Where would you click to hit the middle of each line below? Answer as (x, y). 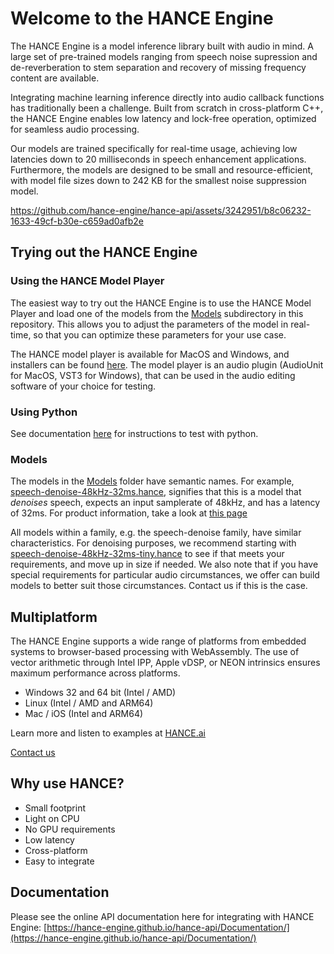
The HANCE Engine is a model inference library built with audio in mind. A (162, 46)
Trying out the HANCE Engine (104, 252)
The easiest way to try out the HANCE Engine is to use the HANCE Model (161, 303)
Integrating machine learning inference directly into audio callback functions (167, 97)
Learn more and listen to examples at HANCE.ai (108, 733)
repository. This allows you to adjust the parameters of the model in (149, 324)
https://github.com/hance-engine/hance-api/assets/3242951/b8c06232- (161, 210)
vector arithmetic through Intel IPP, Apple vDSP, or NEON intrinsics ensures (165, 663)
